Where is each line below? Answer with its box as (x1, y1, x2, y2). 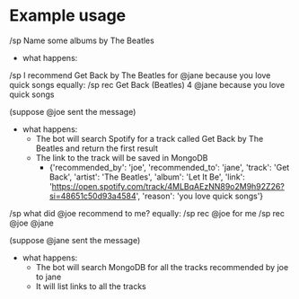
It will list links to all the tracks (35, 280, 146, 292)
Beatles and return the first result (35, 143, 159, 154)
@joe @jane (9, 217, 54, 228)
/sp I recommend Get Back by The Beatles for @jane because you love (9, 69, 271, 81)
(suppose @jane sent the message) (9, 234, 141, 245)
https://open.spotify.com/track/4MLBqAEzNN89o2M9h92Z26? (51, 180, 286, 191)
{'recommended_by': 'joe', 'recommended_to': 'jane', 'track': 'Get (48, 162, 290, 172)
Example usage (9, 5, 127, 26)
